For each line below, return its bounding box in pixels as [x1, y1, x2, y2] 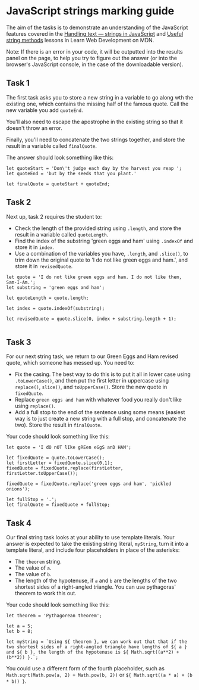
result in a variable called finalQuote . [6, 142, 97, 150]
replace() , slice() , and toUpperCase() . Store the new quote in [14, 383, 168, 391]
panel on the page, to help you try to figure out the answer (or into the [6, 54, 177, 61]
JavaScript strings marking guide [6, 4, 175, 18]
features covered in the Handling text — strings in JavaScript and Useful [6, 30, 184, 37]
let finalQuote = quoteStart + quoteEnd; [6, 181, 110, 187]
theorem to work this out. [14, 590, 77, 597]
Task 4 [6, 518, 31, 528]
